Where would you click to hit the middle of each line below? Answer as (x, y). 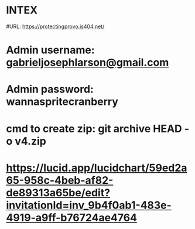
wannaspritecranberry (62, 102)
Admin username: (50, 50)
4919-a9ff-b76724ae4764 (72, 218)
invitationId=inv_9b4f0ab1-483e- (89, 205)
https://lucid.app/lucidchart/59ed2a (97, 168)
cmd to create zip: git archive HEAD (94, 129)
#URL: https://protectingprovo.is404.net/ (55, 26)
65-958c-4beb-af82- (60, 180)
